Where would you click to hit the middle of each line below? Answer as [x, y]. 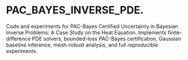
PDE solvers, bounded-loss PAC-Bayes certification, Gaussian [107, 38]
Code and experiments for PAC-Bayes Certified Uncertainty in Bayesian [92, 26]
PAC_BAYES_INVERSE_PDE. [75, 10]
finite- [175, 32]
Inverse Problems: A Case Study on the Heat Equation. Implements [86, 32]
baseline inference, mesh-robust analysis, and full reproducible [82, 45]
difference [18, 38]
